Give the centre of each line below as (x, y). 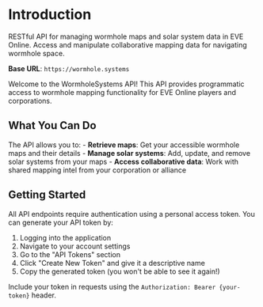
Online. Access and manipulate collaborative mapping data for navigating (128, 44)
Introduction (50, 15)
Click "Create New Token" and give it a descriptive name (112, 263)
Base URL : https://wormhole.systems (69, 68)
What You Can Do (52, 125)
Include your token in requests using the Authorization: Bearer (112, 286)
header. (44, 295)
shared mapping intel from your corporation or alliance (97, 170)
